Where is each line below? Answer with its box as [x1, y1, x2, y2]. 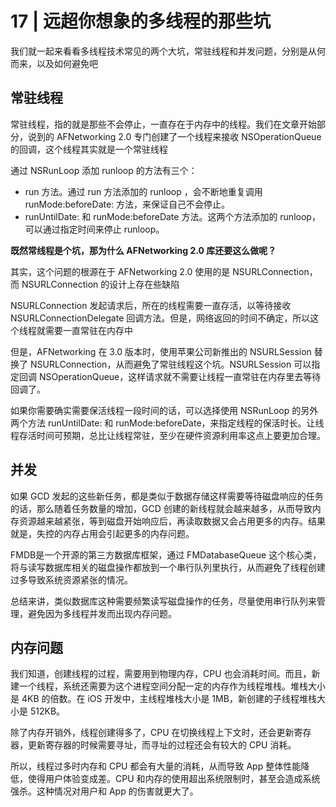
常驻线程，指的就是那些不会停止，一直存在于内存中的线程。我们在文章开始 [10, 118, 317, 130]
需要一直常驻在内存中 [44, 324, 133, 336]
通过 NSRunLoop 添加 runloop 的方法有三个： [10, 164, 198, 176]
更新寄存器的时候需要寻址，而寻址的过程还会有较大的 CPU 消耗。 [27, 739, 297, 751]
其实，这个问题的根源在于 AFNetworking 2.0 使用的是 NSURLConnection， [10, 265, 318, 277]
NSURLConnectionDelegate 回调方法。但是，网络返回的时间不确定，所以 [10, 312, 311, 324]
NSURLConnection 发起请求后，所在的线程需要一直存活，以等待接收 [10, 299, 292, 311]
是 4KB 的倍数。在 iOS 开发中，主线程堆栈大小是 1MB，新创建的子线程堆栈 [10, 693, 317, 705]
